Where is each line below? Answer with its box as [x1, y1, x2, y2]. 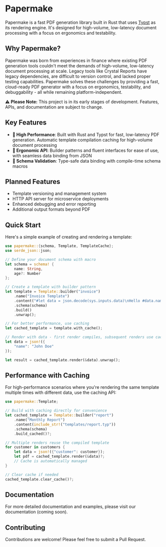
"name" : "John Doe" [14, 344, 54, 349]
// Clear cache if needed [5, 472, 58, 477]
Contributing [5, 523, 45, 532]
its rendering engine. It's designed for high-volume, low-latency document [5, 24, 157, 30]
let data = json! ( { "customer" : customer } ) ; [14, 449, 105, 454]
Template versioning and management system [12, 190, 107, 196]
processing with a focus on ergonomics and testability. [5, 30, 117, 36]
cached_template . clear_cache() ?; [5, 477, 74, 482]
